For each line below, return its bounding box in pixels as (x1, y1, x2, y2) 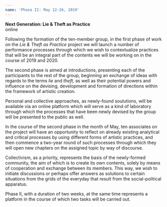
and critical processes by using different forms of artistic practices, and (5, 134, 153, 140)
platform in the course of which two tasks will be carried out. (5, 196, 131, 202)
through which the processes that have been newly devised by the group (5, 108, 156, 114)
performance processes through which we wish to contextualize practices (5, 46, 159, 52)
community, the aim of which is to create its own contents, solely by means (5, 159, 160, 165)
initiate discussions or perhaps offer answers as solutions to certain (5, 170, 145, 176)
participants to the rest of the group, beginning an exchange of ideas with (5, 72, 157, 78)
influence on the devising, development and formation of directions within (5, 83, 158, 89)
